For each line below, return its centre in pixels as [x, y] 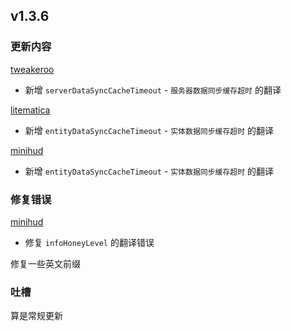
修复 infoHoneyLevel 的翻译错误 [89, 242]
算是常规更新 [36, 316]
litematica [30, 110]
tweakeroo [32, 69]
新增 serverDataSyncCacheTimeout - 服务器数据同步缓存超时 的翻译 [153, 90]
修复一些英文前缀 [45, 263]
